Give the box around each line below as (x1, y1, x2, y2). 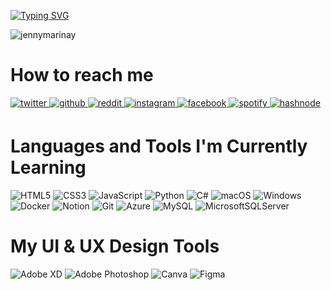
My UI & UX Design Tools (10, 235, 220, 258)
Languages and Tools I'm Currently (10, 135, 308, 158)
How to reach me (10, 64, 154, 87)
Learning (10, 156, 87, 179)
